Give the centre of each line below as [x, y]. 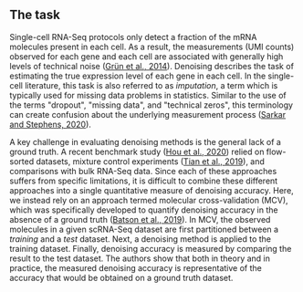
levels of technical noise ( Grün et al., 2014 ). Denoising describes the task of [152, 66]
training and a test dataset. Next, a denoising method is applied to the [141, 239]
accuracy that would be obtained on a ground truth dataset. [121, 277]
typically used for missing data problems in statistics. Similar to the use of [148, 95]
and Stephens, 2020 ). [50, 124]
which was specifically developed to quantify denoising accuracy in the [144, 210]
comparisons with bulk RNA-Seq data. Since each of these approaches [143, 171]
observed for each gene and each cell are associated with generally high [146, 56]
